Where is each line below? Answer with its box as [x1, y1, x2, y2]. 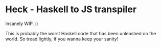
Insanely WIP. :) [5, 20, 38, 27]
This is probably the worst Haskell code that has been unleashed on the [5, 30, 156, 36]
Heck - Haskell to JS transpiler [5, 4, 137, 15]
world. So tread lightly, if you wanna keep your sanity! [5, 36, 119, 42]
